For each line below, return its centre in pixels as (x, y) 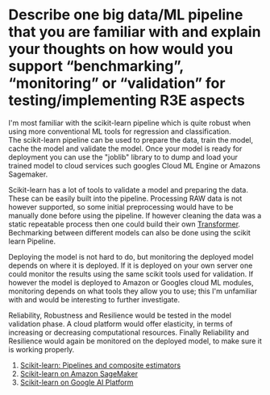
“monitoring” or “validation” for (117, 83)
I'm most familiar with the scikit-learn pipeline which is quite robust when (130, 123)
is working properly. (42, 349)
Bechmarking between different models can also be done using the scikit (130, 232)
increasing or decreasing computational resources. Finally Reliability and (129, 332)
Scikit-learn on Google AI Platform (77, 382)
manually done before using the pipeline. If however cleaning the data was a (135, 215)
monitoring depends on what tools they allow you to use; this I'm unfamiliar (133, 291)
